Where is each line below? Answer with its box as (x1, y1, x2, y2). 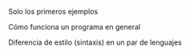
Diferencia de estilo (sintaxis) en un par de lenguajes (8, 37, 182, 47)
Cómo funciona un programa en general (8, 22, 141, 31)
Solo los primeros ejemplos (8, 7, 99, 16)
